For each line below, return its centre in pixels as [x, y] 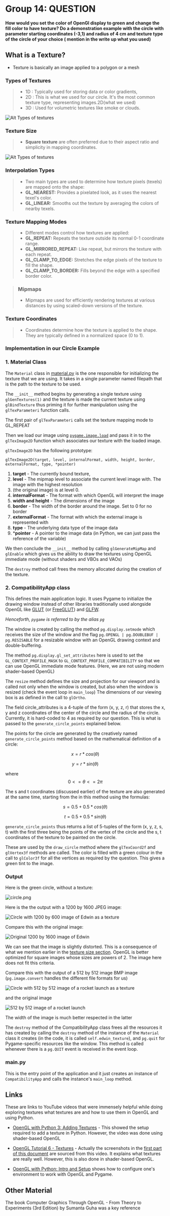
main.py [16, 1062]
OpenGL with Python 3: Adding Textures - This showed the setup [81, 1128]
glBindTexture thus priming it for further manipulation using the [72, 404]
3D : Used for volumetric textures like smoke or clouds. [83, 108]
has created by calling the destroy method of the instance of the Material [82, 1033]
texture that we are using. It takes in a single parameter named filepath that [84, 378]
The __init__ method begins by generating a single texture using [74, 394]
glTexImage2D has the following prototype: [49, 450]
